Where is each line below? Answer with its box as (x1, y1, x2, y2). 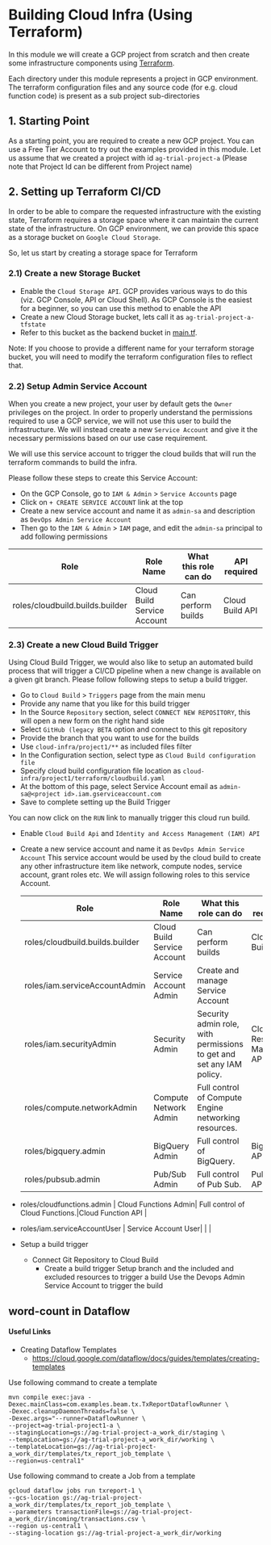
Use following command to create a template (8, 1378, 157, 1388)
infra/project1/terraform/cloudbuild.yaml (19, 775, 165, 783)
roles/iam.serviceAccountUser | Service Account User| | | (19, 1224, 212, 1233)
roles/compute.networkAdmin (23, 1102, 138, 1114)
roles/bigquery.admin (23, 1145, 106, 1157)
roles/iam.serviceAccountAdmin (23, 980, 146, 991)
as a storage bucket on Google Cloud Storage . (8, 232, 161, 241)
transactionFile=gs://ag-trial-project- (55, 1508, 194, 1516)
